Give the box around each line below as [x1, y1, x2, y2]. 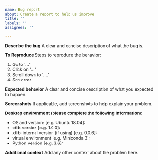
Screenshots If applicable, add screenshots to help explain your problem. [5, 101, 153, 107]
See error [12, 77, 32, 83]
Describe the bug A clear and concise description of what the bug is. [5, 43, 144, 48]
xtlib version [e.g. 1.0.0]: [12, 125, 61, 131]
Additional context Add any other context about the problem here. [5, 150, 139, 156]
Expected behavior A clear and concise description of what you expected [5, 86, 154, 92]
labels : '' [5, 20, 27, 26]
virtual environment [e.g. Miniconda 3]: [12, 135, 90, 141]
